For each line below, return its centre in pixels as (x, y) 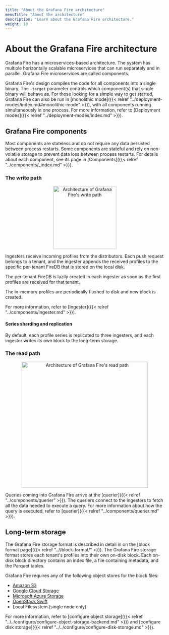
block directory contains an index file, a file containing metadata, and (87, 560)
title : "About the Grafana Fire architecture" (55, 10)
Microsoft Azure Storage (38, 596)
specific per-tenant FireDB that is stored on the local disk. (65, 267)
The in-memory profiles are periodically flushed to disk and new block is (80, 292)
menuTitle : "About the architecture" (45, 15)
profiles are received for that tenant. (43, 282)
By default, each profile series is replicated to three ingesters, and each (79, 335)
